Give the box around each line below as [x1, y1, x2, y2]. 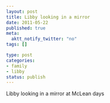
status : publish [6, 74, 46, 80]
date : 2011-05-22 [6, 19, 49, 25]
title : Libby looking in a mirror [6, 14, 91, 20]
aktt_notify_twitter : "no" [11, 36, 77, 42]
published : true [6, 25, 46, 31]
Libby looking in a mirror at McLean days [6, 90, 105, 97]
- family [6, 63, 27, 69]
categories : [6, 57, 35, 64]
